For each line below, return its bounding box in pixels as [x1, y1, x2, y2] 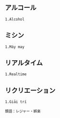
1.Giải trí [5, 100, 27, 104]
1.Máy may [5, 44, 25, 49]
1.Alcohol [5, 17, 25, 22]
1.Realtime [5, 72, 27, 77]
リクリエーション [5, 86, 56, 95]
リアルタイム [5, 59, 43, 67]
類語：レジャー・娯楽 [5, 109, 41, 114]
